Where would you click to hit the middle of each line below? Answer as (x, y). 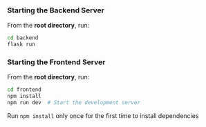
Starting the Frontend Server (56, 62)
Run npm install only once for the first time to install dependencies (103, 115)
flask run (21, 45)
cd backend (23, 38)
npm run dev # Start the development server (74, 103)
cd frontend (24, 90)
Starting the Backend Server (56, 10)
